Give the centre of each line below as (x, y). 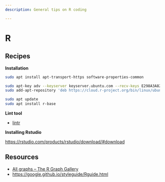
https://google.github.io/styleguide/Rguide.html (60, 174)
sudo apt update (22, 99)
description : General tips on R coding (46, 10)
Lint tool (14, 113)
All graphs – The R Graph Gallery (45, 169)
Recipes (18, 56)
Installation (17, 68)
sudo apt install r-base (30, 104)
